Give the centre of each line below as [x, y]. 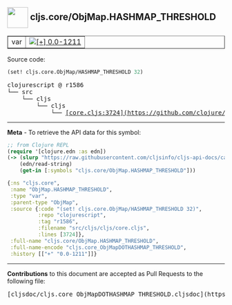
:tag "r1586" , [58, 222]
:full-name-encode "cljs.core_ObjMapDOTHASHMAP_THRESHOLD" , [98, 247]
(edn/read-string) [46, 164]
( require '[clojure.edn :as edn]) [57, 151]
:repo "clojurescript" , [72, 215]
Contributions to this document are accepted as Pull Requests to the [105, 273]
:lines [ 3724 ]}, [61, 235]
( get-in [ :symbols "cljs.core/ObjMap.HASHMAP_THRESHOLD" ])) [108, 171]
